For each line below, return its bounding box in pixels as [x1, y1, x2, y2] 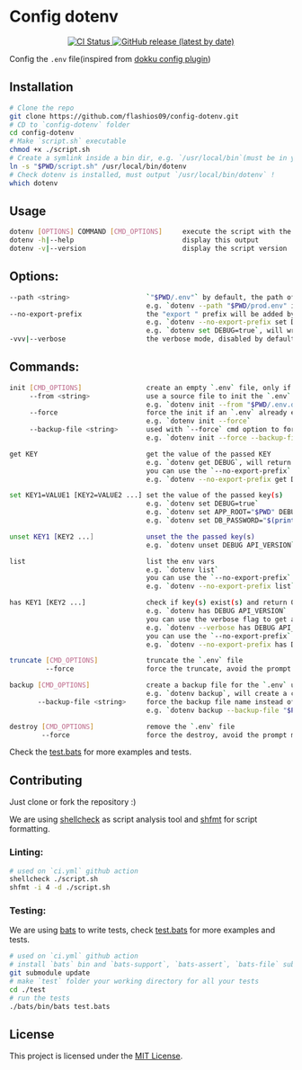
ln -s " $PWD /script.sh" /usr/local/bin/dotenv [9, 162, 187, 171]
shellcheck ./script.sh [9, 875, 99, 884]
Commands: [9, 360, 80, 375]
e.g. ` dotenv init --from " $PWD [146, 400, 268, 409]
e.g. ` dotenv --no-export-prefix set [146, 317, 288, 327]
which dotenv [9, 178, 58, 188]
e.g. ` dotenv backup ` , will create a [146, 690, 288, 699]
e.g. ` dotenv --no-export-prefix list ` [146, 582, 296, 591]
